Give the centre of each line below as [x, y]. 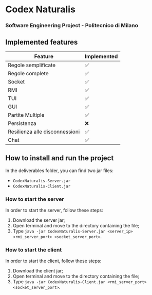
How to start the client [34, 249]
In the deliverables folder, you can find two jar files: [60, 171]
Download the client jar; [38, 271]
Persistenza [22, 123]
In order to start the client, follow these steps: [53, 261]
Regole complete [28, 73]
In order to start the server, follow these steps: [54, 210]
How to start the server [35, 199]
